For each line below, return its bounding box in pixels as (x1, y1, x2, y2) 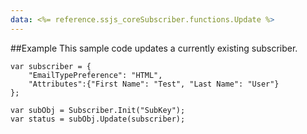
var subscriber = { (10, 61, 92, 71)
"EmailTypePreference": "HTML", (28, 70, 163, 80)
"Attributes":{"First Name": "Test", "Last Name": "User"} (28, 79, 280, 89)
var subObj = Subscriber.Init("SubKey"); (10, 105, 186, 115)
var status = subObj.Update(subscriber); (10, 114, 186, 124)
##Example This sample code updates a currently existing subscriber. (10, 42, 298, 54)
